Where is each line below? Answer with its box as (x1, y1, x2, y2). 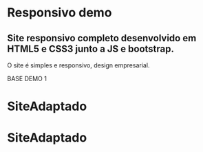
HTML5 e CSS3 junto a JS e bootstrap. (7, 43, 174, 54)
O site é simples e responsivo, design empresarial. (7, 61, 150, 69)
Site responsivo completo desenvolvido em (7, 32, 197, 44)
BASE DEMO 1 (7, 74, 47, 83)
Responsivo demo (7, 5, 112, 21)
